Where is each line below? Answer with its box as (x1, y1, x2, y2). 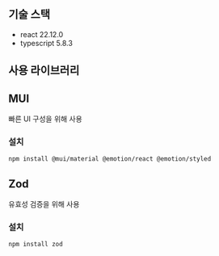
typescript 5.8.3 (19, 38, 73, 48)
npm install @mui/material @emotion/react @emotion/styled (8, 155, 212, 163)
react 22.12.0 (19, 29, 64, 39)
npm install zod (8, 241, 63, 249)
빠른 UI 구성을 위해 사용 (8, 114, 82, 124)
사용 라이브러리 (8, 64, 80, 78)
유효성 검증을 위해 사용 (8, 199, 80, 209)
